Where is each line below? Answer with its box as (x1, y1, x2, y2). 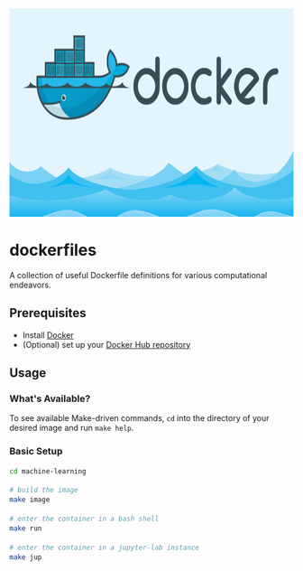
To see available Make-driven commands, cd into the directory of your (9, 413, 270, 424)
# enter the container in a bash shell (9, 514, 160, 524)
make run (9, 523, 42, 533)
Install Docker (22, 329, 74, 341)
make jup (9, 552, 42, 562)
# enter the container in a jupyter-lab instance (9, 543, 200, 552)
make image (9, 495, 50, 504)
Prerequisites (9, 305, 87, 321)
